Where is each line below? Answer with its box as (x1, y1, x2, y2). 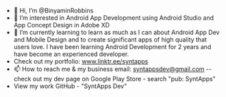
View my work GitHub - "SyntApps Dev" (13, 82, 127, 90)
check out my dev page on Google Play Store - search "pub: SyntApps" (13, 75, 216, 83)
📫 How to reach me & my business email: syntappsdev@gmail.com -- (13, 65, 212, 73)
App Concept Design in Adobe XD (13, 21, 110, 29)
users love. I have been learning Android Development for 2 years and (13, 43, 212, 51)
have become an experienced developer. (13, 50, 129, 58)
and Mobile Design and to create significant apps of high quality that (13, 36, 208, 44)
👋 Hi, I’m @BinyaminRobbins (13, 7, 94, 14)
